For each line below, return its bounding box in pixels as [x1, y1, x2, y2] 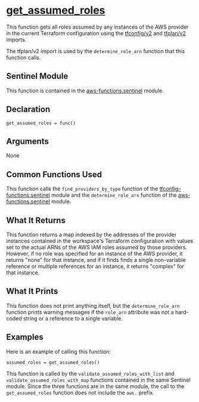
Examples [6, 332, 43, 342]
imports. [6, 36, 27, 43]
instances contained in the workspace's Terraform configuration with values [6, 237, 194, 245]
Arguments [6, 136, 49, 146]
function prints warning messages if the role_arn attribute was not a [6, 308, 174, 316]
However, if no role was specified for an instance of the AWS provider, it [6, 250, 183, 257]
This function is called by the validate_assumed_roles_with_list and [6, 370, 175, 377]
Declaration [6, 104, 51, 115]
